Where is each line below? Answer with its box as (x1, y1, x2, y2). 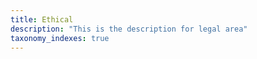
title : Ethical (10, 14, 74, 25)
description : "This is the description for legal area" (10, 24, 248, 34)
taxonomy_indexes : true (10, 33, 110, 43)
